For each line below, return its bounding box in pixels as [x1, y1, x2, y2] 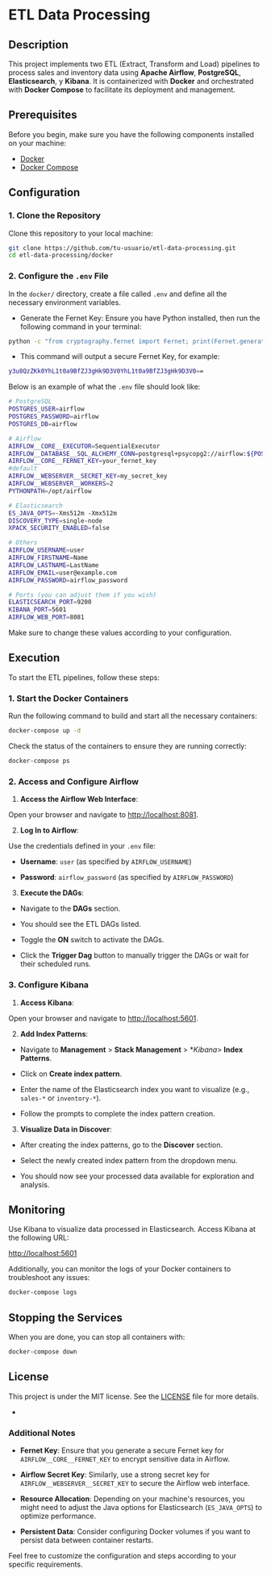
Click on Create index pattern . [19, 1069, 123, 1078]
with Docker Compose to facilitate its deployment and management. [8, 85, 236, 94]
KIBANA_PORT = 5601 [8, 606, 67, 614]
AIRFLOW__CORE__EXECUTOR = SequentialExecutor [8, 442, 161, 450]
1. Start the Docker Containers [8, 692, 129, 703]
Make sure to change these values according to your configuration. [8, 628, 232, 638]
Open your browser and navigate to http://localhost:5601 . [8, 1013, 199, 1023]
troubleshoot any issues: [8, 1273, 90, 1283]
